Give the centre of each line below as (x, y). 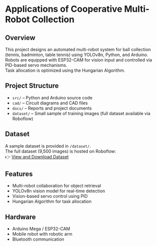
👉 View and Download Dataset (37, 156)
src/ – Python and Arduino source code (52, 97)
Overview (20, 38)
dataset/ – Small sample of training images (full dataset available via (81, 113)
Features (19, 174)
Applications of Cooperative (64, 9)
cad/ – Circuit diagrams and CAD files (50, 103)
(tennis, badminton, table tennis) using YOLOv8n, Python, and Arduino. (77, 55)
